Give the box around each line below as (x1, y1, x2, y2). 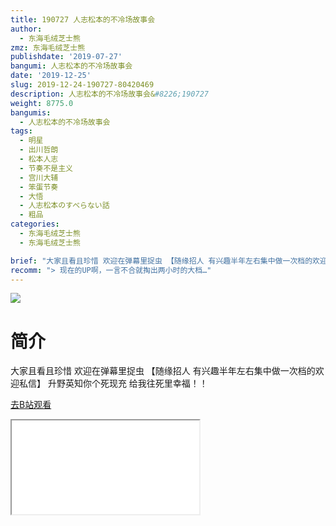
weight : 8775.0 (10, 98, 74, 108)
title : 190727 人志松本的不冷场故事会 (10, 14, 156, 25)
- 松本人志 (19, 154, 59, 164)
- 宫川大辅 (19, 172, 59, 183)
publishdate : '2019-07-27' (10, 52, 123, 62)
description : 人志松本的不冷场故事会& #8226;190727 (10, 89, 209, 99)
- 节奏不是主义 (19, 163, 74, 173)
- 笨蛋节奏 (19, 182, 59, 192)
